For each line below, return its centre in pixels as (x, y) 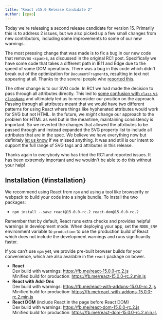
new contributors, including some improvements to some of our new (73, 38)
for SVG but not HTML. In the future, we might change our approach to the (80, 114)
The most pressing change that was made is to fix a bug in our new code (78, 53)
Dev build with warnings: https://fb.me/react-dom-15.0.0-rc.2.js (76, 307)
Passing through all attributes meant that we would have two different (75, 104)
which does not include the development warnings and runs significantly (78, 237)
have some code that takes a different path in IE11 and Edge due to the (75, 63)
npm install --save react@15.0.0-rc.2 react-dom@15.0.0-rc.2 (75, 212)
